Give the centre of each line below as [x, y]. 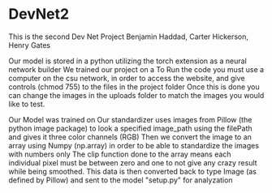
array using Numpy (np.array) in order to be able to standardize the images [134, 145]
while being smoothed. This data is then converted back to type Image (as [133, 171]
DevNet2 [39, 14]
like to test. [27, 104]
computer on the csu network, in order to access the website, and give [127, 78]
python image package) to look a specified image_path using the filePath [130, 128]
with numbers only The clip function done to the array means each [120, 154]
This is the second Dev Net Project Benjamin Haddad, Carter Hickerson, [129, 36]
